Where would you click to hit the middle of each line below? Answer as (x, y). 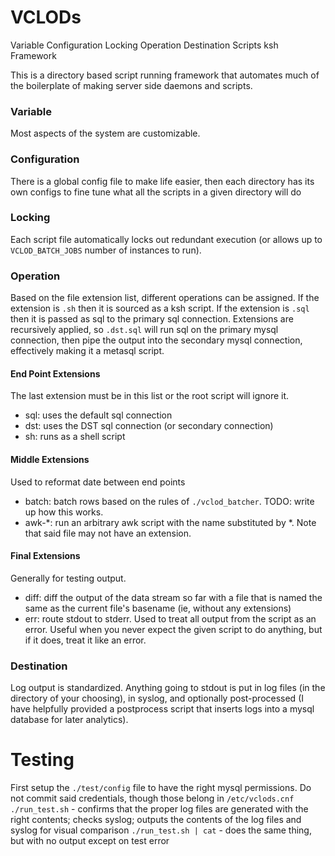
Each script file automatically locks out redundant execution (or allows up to (166, 239)
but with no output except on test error (90, 840)
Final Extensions (45, 556)
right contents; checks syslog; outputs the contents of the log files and (156, 819)
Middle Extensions (50, 459)
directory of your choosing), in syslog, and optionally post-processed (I (157, 698)
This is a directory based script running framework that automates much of (165, 75)
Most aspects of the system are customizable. (105, 133)
